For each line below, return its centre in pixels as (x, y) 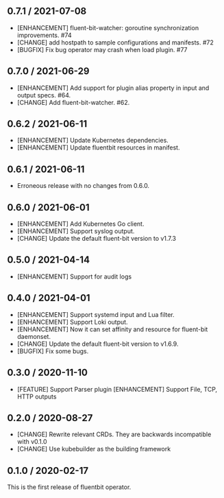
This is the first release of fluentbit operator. (69, 487)
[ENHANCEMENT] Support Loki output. (72, 322)
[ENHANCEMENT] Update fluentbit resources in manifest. (98, 147)
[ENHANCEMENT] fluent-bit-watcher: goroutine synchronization (108, 27)
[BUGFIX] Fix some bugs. (53, 351)
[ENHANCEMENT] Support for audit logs (74, 276)
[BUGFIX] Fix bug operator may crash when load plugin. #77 (102, 49)
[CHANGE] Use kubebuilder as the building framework (94, 449)
